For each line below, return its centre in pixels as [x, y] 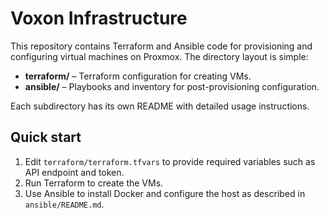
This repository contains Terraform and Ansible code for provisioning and [161, 46]
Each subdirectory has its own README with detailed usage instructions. [160, 106]
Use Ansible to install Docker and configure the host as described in [165, 193]
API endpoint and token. [74, 172]
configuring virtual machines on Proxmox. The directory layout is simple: [159, 56]
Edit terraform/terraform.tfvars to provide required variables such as [170, 161]
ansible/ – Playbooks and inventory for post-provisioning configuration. [172, 86]
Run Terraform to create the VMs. [94, 183]
